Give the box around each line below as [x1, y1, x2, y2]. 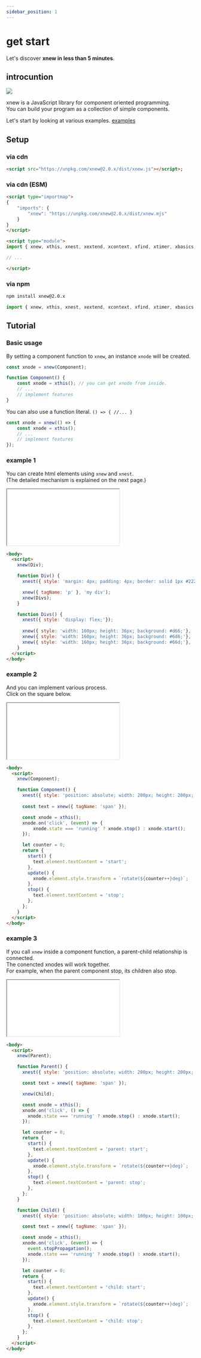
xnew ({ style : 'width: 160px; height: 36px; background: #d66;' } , [22, 628, 191, 634]
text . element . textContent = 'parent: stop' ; [32, 1180, 146, 1186]
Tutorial [6, 321, 36, 331]
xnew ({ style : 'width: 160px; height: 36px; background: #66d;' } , [22, 639, 191, 645]
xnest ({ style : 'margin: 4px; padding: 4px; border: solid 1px [22, 579, 184, 585]
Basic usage [6, 339, 43, 347]
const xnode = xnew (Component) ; [6, 364, 87, 370]
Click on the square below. [6, 690, 72, 697]
